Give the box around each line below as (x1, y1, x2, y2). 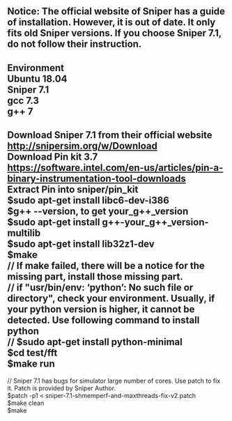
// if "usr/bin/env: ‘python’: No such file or (7, 282, 194, 293)
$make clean (7, 399, 45, 407)
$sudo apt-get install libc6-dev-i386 (7, 194, 169, 206)
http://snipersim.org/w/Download (7, 140, 158, 152)
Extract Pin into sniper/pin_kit (7, 184, 139, 196)
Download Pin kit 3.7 (7, 151, 98, 163)
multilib (7, 227, 41, 239)
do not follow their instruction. (7, 38, 142, 50)
